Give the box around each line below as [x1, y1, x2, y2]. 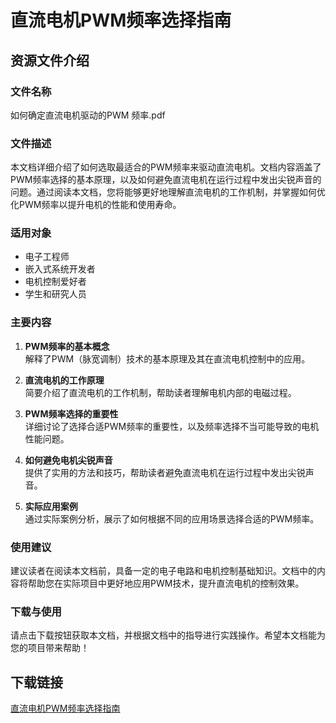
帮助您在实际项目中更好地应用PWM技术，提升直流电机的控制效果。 [27, 577, 305, 590]
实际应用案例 [24, 500, 78, 512]
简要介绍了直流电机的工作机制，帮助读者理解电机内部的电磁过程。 [24, 386, 297, 398]
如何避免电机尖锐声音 [24, 454, 113, 466]
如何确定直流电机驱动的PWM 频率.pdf [10, 109, 166, 121]
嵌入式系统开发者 [24, 263, 96, 275]
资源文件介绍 [10, 52, 90, 69]
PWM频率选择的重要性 [24, 407, 119, 420]
